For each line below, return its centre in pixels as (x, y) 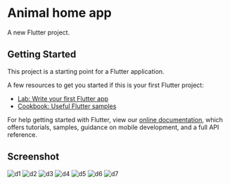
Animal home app (59, 13)
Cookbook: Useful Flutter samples (67, 106)
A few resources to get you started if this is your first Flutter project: (106, 85)
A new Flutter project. (39, 32)
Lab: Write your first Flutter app (63, 98)
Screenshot (33, 157)
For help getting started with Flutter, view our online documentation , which (115, 119)
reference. (22, 134)
